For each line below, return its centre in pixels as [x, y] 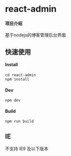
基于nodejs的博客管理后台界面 [35, 35]
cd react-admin [21, 75]
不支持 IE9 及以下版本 [27, 149]
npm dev [13, 100]
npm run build [20, 121]
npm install [17, 79]
